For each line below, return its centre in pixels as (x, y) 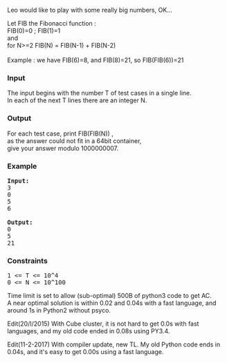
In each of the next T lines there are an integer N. (77, 100)
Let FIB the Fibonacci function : (52, 23)
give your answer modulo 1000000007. (63, 148)
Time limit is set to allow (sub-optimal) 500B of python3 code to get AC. (110, 296)
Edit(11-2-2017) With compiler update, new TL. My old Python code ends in (114, 344)
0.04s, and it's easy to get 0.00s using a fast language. (85, 352)
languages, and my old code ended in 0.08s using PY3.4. (89, 331)
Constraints (28, 261)
